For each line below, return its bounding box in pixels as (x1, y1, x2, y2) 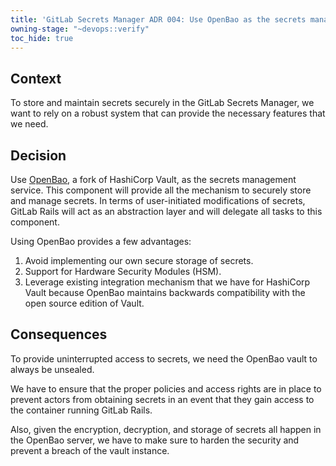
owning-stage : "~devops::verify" (10, 24, 150, 34)
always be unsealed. (10, 363, 95, 375)
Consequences (10, 326, 108, 343)
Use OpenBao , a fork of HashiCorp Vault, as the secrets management (10, 174, 297, 185)
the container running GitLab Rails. (10, 404, 153, 416)
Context (10, 70, 62, 87)
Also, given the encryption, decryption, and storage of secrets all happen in (10, 423, 322, 435)
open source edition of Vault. (24, 297, 145, 309)
